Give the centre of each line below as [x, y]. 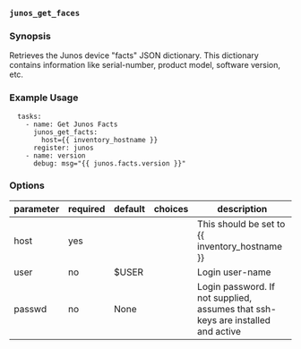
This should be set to [241, 224]
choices [171, 209]
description [242, 209]
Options [27, 185]
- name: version [56, 156]
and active [219, 331]
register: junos [63, 148]
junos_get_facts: [65, 132]
